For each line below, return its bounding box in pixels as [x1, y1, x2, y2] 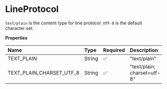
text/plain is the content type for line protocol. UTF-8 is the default [5, 20, 143, 26]
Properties [5, 35, 28, 41]
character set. [5, 25, 34, 31]
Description [130, 46, 158, 53]
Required [103, 46, 125, 53]
